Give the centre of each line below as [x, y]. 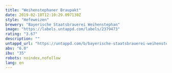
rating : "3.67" [21, 34]
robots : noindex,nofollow [33, 58]
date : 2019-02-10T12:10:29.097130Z [43, 15]
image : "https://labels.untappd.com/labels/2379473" [63, 29]
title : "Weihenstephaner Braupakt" [43, 10]
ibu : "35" [16, 53]
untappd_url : [19, 44]
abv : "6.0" [17, 48]
